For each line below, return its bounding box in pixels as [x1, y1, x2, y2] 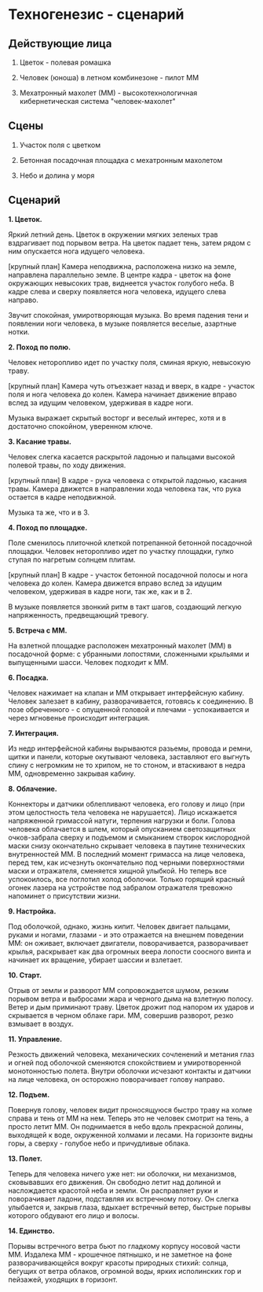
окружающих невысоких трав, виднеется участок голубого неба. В [8, 278, 235, 288]
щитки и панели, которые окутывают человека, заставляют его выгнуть [8, 751, 250, 761]
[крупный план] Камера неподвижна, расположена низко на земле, [8, 261, 237, 271]
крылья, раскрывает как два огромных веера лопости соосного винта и [8, 947, 251, 956]
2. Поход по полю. [8, 342, 71, 352]
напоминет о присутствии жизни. [8, 891, 121, 900]
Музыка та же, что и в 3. [8, 508, 90, 517]
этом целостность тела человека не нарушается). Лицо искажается [8, 807, 238, 817]
